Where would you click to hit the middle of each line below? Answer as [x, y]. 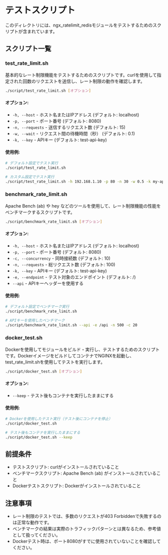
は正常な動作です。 [32, 522]
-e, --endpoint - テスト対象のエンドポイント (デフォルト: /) [74, 277]
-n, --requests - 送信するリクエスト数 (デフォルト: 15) [69, 127]
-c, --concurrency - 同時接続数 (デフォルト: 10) [61, 258]
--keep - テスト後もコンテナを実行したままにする [63, 395]
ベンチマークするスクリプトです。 [40, 212]
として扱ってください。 [36, 535]
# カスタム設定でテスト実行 [30, 177]
